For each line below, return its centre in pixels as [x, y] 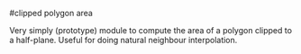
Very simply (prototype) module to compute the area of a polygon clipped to [151, 30]
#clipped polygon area [51, 13]
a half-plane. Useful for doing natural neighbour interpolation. [123, 40]
